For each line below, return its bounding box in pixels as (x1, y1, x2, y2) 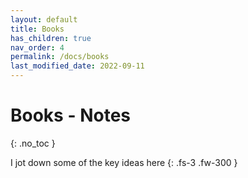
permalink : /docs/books (10, 52, 110, 62)
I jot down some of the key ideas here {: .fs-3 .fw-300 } (10, 156, 238, 168)
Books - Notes (10, 104, 132, 127)
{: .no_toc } (10, 137, 56, 149)
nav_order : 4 (10, 42, 65, 53)
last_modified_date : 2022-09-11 (10, 61, 145, 71)
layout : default (10, 14, 78, 25)
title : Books (10, 24, 65, 34)
